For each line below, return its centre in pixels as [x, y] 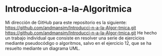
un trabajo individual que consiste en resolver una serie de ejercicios [75, 38]
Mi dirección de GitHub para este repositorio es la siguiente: [66, 22]
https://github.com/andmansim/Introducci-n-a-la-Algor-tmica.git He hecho [81, 33]
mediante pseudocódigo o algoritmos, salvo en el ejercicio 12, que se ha [78, 43]
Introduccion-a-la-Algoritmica [68, 9]
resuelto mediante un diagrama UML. [43, 48]
